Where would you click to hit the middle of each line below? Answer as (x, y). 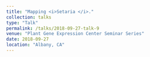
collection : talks (29, 17)
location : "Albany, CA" (36, 45)
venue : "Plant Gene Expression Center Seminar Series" (75, 34)
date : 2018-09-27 (28, 39)
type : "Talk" (22, 23)
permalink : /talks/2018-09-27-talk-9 (53, 28)
